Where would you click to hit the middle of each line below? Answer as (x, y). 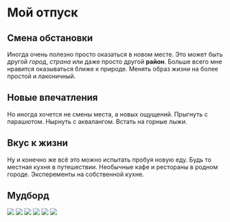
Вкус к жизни (38, 143)
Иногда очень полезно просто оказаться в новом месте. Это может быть (115, 54)
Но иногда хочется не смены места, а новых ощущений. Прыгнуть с (107, 114)
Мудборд (28, 196)
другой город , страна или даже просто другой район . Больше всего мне (115, 62)
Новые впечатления (53, 98)
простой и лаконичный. (42, 76)
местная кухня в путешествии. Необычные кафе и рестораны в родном (113, 166)
